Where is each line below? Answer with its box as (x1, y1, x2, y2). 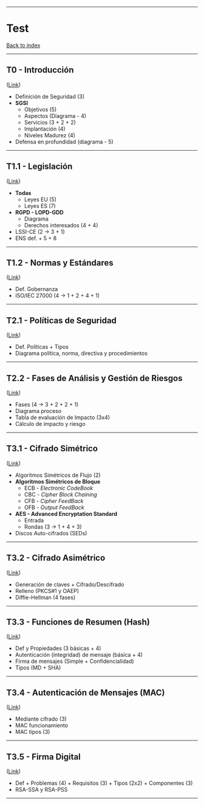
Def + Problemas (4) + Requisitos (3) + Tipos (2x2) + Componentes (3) (15, 779, 193, 787)
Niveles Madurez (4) (24, 131, 76, 139)
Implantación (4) (24, 125, 66, 132)
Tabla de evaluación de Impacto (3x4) (15, 414, 110, 421)
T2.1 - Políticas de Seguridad (6, 315, 117, 326)
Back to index (6, 41, 41, 49)
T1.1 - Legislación (6, 162, 73, 172)
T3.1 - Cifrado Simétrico (6, 444, 98, 454)
